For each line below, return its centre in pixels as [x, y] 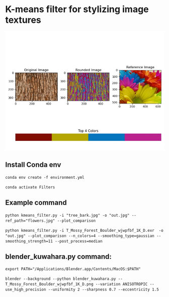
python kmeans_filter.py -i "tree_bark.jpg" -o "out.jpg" [67, 215]
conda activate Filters [30, 187]
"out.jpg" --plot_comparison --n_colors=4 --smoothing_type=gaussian [80, 236]
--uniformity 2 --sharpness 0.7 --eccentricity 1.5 [103, 290]
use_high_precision [26, 290]
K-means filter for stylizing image [77, 9]
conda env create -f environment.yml [45, 177]
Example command [36, 203]
